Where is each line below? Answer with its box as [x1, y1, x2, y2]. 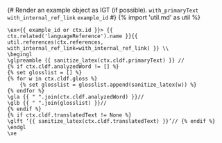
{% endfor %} [7, 87, 45, 94]
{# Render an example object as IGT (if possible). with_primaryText [7, 6, 199, 14]
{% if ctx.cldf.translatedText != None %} [7, 112, 132, 119]
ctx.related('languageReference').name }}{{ [7, 33, 138, 40]
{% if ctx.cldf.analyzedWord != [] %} [7, 63, 119, 70]
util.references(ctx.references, [7, 39, 104, 46]
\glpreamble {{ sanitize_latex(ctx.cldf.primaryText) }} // [7, 57, 185, 64]
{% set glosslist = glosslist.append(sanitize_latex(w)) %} [19, 81, 197, 88]
